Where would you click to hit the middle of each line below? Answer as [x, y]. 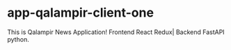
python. [18, 39]
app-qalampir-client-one [81, 13]
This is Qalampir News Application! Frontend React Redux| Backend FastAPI [116, 32]
